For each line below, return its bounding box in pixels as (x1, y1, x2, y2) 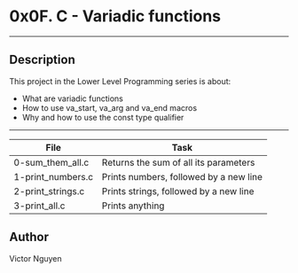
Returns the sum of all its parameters (101, 156, 255, 168)
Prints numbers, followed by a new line (101, 170, 263, 183)
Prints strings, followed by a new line (101, 184, 255, 197)
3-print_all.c (13, 199, 66, 212)
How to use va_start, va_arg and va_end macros (21, 102, 198, 113)
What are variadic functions (21, 93, 124, 104)
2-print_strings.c (13, 184, 85, 197)
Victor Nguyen (9, 253, 62, 263)
